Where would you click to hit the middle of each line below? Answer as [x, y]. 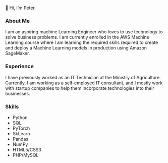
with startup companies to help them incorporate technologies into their [80, 88]
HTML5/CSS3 [27, 149]
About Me [18, 21]
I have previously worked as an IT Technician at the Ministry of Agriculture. [83, 77]
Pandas [20, 139]
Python [20, 117]
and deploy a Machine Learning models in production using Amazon [76, 48]
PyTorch [21, 128]
